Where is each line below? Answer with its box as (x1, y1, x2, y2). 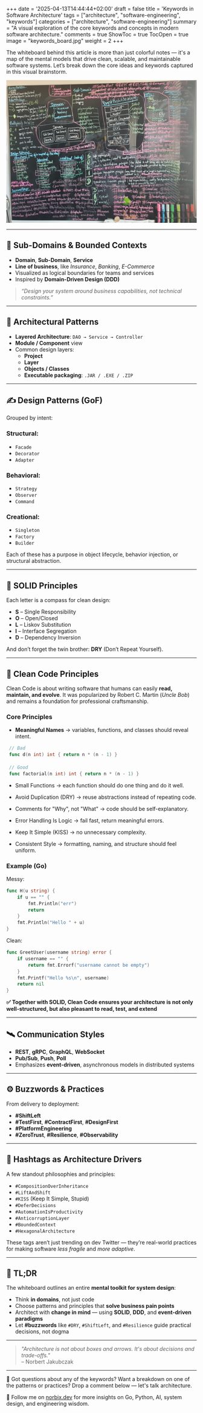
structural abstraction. (6, 557, 62, 565)
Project (24, 352, 43, 359)
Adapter (14, 457, 34, 463)
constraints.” (21, 293, 53, 301)
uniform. (14, 847, 36, 854)
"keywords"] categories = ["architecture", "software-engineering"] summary (6, 18, 197, 25)
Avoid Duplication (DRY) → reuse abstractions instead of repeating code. (14, 793, 196, 801)
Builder (14, 540, 34, 546)
